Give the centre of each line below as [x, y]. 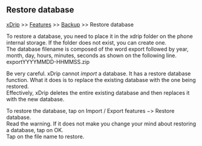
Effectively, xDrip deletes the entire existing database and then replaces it [98, 92]
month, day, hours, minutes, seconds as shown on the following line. [92, 55]
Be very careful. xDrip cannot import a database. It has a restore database [99, 73]
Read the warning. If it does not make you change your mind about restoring [101, 124]
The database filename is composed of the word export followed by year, [97, 49]
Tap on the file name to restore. [45, 136]
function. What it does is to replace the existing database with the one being [101, 80]
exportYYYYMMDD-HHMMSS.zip [48, 62]
